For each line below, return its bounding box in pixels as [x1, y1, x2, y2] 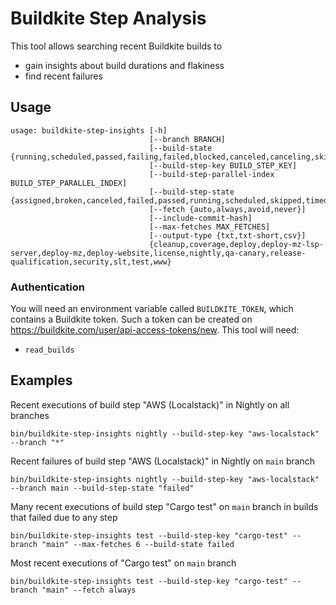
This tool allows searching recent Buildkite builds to [10, 40, 223, 52]
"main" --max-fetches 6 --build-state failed [41, 539, 235, 549]
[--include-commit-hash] [148, 213, 253, 223]
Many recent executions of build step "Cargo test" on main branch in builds [10, 500, 319, 512]
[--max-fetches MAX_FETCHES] [148, 222, 271, 232]
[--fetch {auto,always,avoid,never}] [148, 204, 307, 214]
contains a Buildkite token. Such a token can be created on [10, 313, 253, 326]
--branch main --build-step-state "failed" [10, 483, 195, 493]
